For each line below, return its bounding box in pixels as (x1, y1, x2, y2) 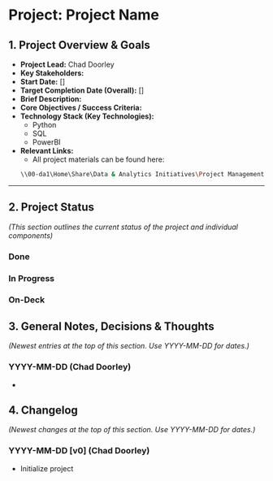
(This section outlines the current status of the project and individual (8, 222, 238, 232)
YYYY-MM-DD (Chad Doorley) (8, 362, 132, 373)
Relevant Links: (19, 146, 74, 155)
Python (32, 120, 57, 129)
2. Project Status (8, 201, 95, 214)
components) (8, 230, 54, 240)
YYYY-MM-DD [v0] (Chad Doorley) (8, 445, 150, 457)
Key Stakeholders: (19, 68, 84, 78)
